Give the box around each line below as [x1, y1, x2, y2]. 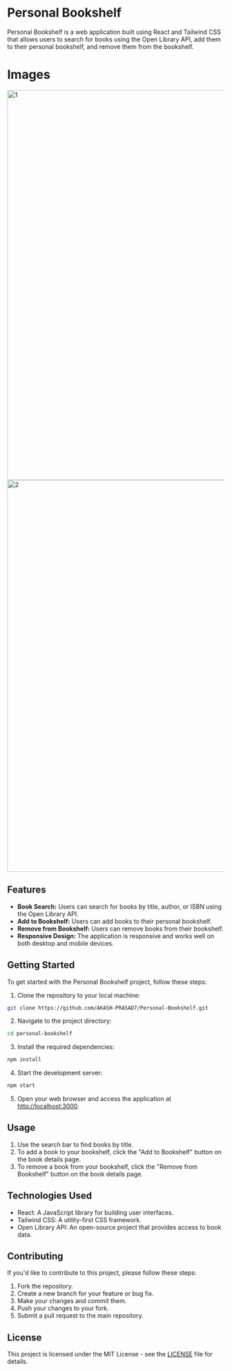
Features [7, 884, 46, 896]
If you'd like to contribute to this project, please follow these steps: [7, 1269, 197, 1277]
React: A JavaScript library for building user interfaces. [17, 1208, 174, 1217]
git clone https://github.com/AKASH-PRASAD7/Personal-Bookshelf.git [7, 1004, 209, 1012]
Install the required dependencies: [17, 1043, 115, 1051]
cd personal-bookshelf [7, 1030, 72, 1037]
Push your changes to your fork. [17, 1304, 109, 1313]
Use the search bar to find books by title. [17, 1140, 133, 1149]
